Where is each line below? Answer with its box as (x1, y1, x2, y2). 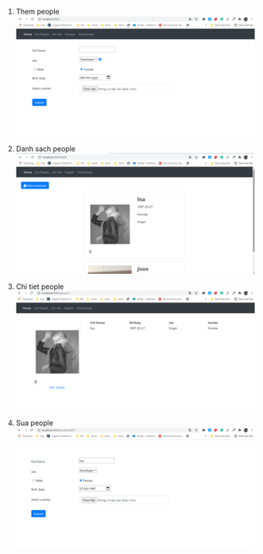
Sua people (15, 418, 54, 427)
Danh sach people (15, 143, 75, 154)
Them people (15, 7, 60, 16)
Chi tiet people (15, 282, 64, 291)
